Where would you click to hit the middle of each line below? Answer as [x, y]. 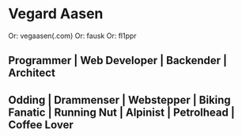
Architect [32, 73]
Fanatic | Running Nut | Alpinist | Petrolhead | [121, 112]
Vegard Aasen [56, 14]
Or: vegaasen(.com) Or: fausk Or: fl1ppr [72, 36]
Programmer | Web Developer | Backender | [118, 61]
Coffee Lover [41, 125]
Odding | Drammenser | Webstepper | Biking [119, 100]
